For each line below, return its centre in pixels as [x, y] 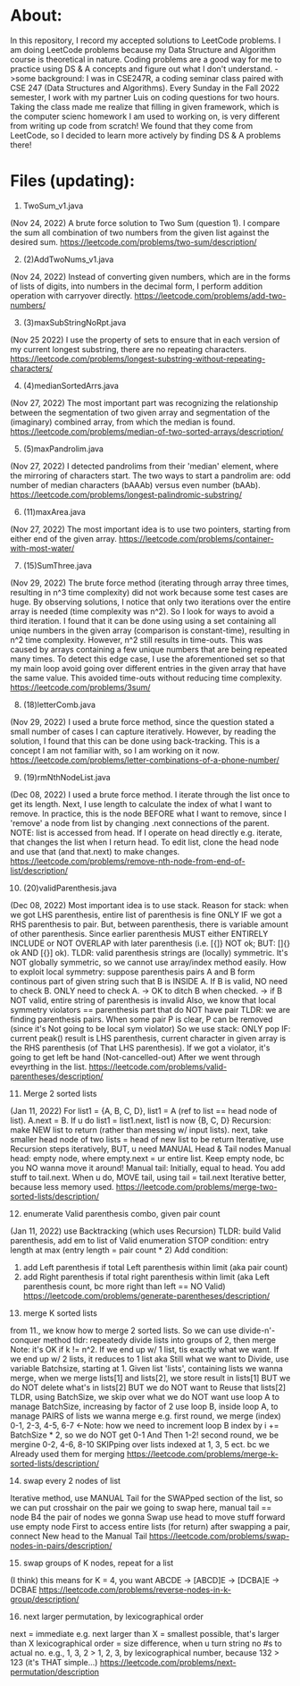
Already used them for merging [67, 1454]
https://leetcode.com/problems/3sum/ [80, 687]
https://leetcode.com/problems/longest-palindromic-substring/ [126, 494]
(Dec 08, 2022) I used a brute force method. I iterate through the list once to [150, 794]
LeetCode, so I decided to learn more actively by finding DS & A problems [146, 135]
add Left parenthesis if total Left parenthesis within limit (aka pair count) [155, 1267]
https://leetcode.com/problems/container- [196, 538]
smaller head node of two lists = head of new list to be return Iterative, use [147, 1139]
